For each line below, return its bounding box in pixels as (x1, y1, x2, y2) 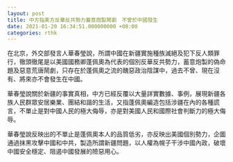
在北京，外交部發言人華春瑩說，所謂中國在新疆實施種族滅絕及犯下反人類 (7, 49, 214, 57)
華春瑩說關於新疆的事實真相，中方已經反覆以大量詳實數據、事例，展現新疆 (7, 90, 220, 98)
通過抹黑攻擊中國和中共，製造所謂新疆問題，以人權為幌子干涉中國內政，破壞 (7, 139, 226, 147)
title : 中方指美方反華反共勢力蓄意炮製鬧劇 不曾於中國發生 (7, 17, 158, 23)
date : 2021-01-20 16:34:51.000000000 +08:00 (7, 23, 138, 30)
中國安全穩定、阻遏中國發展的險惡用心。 (7, 148, 123, 156)
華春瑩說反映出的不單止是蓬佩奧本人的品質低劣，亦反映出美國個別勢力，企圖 (7, 130, 226, 139)
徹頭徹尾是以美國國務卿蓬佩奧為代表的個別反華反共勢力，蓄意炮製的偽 (19, 58, 220, 66)
